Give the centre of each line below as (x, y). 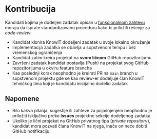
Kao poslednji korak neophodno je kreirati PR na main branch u (75, 73)
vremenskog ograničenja (37, 52)
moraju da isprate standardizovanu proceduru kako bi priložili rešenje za (78, 27)
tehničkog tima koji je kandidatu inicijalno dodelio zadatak (70, 83)
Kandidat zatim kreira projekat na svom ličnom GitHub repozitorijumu (82, 57)
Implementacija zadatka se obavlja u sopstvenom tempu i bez (74, 47)
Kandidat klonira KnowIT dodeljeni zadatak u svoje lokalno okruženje (81, 42)
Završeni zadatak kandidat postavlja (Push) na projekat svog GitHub (80, 63)
